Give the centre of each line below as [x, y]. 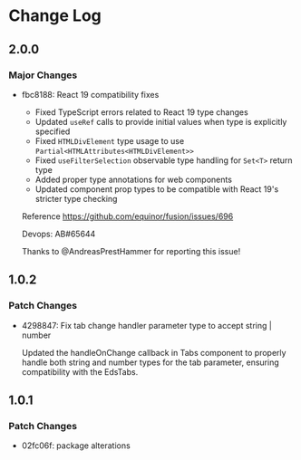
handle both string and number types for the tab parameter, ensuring [150, 362]
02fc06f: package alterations [76, 446]
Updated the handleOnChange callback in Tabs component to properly [154, 352]
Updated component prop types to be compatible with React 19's [157, 189]
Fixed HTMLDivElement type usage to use [110, 140]
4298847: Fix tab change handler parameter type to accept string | [147, 325]
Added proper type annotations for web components [134, 179]
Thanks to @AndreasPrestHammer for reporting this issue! [131, 251]
